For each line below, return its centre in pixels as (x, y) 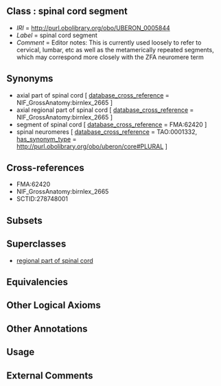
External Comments (50, 375)
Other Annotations (47, 329)
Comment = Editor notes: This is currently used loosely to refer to (109, 42)
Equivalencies (37, 282)
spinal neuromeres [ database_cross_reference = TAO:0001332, (107, 132)
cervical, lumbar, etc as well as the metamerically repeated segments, (115, 49)
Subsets (24, 220)
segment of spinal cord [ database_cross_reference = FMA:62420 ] (112, 124)
